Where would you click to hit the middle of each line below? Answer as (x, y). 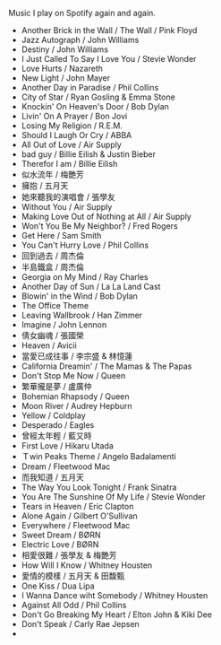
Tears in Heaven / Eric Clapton (77, 506)
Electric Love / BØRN (60, 545)
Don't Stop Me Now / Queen (73, 375)
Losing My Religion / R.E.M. (72, 126)
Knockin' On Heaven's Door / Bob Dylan (95, 106)
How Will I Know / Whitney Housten (87, 565)
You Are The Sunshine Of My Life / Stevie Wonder (113, 497)
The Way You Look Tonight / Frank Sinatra (99, 487)
